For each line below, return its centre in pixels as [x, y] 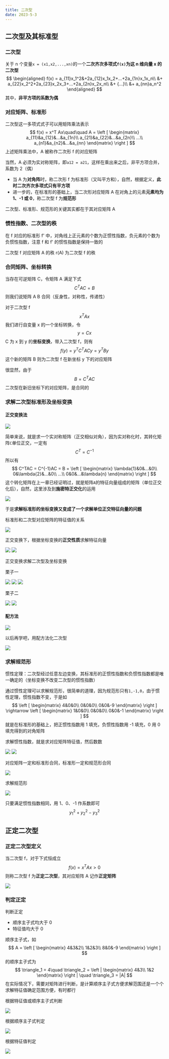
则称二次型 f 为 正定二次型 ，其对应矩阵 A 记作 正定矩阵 [61, 876]
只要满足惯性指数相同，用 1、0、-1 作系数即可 [53, 803]
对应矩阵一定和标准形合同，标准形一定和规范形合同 [58, 763]
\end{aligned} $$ [84, 90]
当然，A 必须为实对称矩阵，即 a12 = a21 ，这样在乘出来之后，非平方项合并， [84, 162]
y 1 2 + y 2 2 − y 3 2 [84, 812]
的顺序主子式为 [21, 962]
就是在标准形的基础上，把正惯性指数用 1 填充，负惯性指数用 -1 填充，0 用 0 [83, 724]
